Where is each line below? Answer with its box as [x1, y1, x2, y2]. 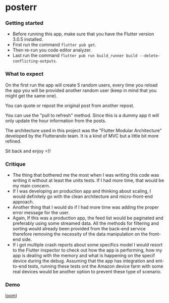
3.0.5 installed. [12, 36, 43, 42]
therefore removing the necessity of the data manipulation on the [12, 231, 148, 237]
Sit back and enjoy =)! [5, 148, 51, 154]
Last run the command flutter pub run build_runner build [12, 53, 138, 59]
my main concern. [12, 183, 50, 189]
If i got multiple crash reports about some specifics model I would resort [12, 242, 163, 248]
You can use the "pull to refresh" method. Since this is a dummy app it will [5, 112, 159, 118]
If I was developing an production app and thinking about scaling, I [12, 188, 151, 194]
